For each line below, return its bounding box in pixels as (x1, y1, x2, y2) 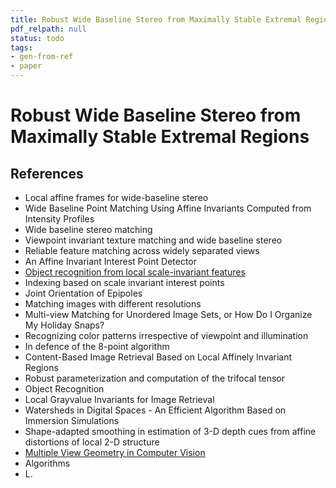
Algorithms (24, 457, 71, 469)
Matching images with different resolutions (24, 298, 202, 310)
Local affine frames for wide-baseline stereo (24, 192, 209, 203)
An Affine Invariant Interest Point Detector (24, 256, 197, 267)
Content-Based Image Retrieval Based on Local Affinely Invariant (24, 351, 293, 363)
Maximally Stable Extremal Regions (10, 126, 310, 148)
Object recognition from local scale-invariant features (24, 266, 246, 278)
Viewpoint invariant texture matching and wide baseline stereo (24, 234, 283, 246)
